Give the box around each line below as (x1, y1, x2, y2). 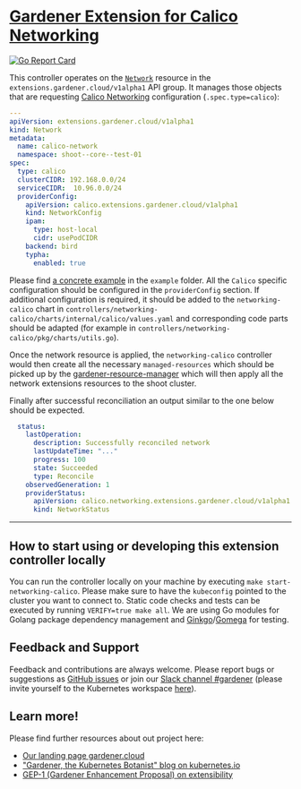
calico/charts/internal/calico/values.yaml (9, 314, 175, 323)
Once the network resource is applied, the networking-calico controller (9, 349, 273, 360)
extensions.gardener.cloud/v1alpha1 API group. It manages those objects (9, 81, 282, 92)
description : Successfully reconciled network (32, 439, 211, 448)
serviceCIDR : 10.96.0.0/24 (17, 184, 123, 193)
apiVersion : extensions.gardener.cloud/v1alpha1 (9, 116, 194, 126)
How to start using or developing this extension (9, 538, 279, 553)
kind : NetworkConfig (25, 209, 102, 218)
